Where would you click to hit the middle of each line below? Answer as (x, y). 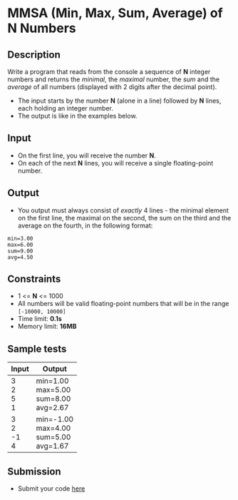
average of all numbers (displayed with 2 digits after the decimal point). (112, 87)
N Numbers (42, 28)
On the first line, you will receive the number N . (87, 155)
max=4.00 (53, 428)
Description (34, 55)
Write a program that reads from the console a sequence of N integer (109, 72)
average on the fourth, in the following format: (85, 225)
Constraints (34, 279)
